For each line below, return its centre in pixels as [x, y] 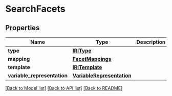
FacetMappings [92, 59]
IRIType [82, 51]
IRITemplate [87, 67]
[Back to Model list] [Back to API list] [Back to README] [64, 88]
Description [151, 42]
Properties [23, 28]
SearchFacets [35, 9]
